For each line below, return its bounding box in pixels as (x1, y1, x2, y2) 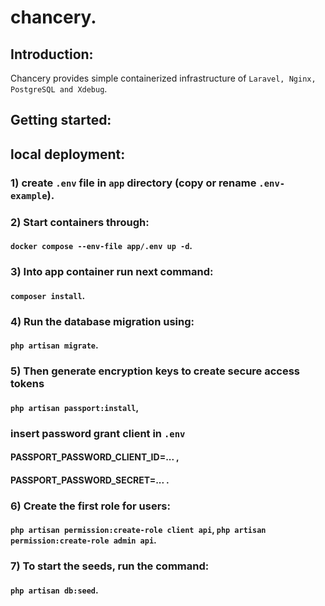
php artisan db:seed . (10, 584, 99, 596)
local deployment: (10, 146, 126, 163)
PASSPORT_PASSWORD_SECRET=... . (10, 474, 170, 486)
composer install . (10, 289, 86, 301)
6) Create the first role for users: (10, 499, 171, 513)
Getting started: (10, 112, 112, 129)
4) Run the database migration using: (10, 314, 195, 328)
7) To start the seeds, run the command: (10, 559, 210, 573)
